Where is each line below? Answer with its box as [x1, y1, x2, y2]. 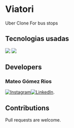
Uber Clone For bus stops [5, 20, 58, 26]
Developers [5, 63, 42, 71]
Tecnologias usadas [5, 34, 69, 43]
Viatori [5, 3, 34, 15]
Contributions [5, 103, 49, 112]
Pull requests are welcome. [5, 117, 61, 123]
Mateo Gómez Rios [5, 78, 52, 85]
